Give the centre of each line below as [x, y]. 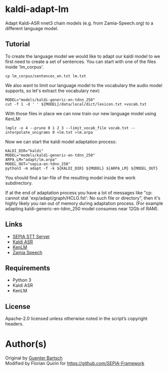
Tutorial [18, 44]
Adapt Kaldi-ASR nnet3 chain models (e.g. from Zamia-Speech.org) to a [79, 23]
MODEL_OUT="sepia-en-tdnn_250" [38, 164]
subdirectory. [19, 183]
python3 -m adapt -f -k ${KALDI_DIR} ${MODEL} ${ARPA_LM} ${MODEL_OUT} [81, 168]
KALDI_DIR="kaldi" [24, 151]
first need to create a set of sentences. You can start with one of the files [81, 62]
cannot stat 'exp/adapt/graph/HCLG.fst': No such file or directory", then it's [83, 198]
